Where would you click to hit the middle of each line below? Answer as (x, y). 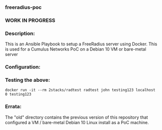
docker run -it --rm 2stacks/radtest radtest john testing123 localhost (80, 90)
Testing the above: (27, 80)
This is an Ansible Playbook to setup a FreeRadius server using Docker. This (81, 44)
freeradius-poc (23, 7)
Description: (20, 33)
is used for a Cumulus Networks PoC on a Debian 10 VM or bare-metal (76, 49)
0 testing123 (18, 94)
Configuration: (23, 67)
